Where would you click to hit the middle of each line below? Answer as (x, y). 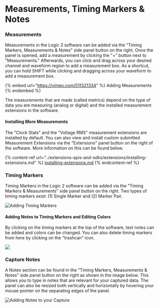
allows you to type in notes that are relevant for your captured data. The (77, 280)
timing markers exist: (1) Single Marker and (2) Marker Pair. (64, 196)
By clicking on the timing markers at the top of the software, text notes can (79, 228)
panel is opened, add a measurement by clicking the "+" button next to (76, 55)
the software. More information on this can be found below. (64, 148)
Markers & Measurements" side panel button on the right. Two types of (76, 191)
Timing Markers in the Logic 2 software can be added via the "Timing (74, 185)
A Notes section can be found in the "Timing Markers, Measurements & (76, 270)
